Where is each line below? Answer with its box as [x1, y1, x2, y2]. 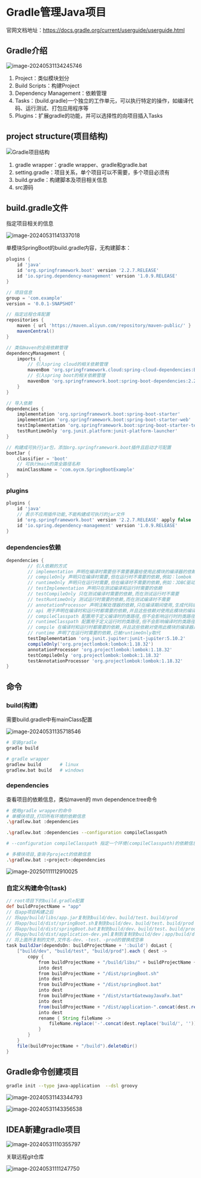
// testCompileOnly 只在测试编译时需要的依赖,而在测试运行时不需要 [28, 591, 179, 597]
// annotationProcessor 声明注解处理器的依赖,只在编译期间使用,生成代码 [28, 602, 193, 608]
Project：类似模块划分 [14, 74, 70, 82]
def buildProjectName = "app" [6, 904, 82, 910]
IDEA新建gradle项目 [6, 1124, 81, 1135]
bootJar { [6, 450, 31, 456]
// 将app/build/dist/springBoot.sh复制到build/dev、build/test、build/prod [6, 920, 194, 926]
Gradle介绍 [6, 46, 48, 56]
